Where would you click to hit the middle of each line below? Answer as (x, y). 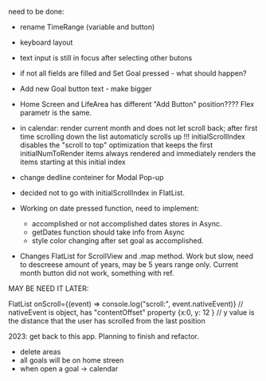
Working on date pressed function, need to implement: (109, 208)
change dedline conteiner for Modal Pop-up (92, 177)
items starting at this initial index (72, 162)
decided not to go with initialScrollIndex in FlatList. (102, 193)
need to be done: (36, 12)
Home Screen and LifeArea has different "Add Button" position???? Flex (137, 104)
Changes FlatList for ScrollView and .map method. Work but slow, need (136, 256)
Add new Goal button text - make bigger (86, 88)
